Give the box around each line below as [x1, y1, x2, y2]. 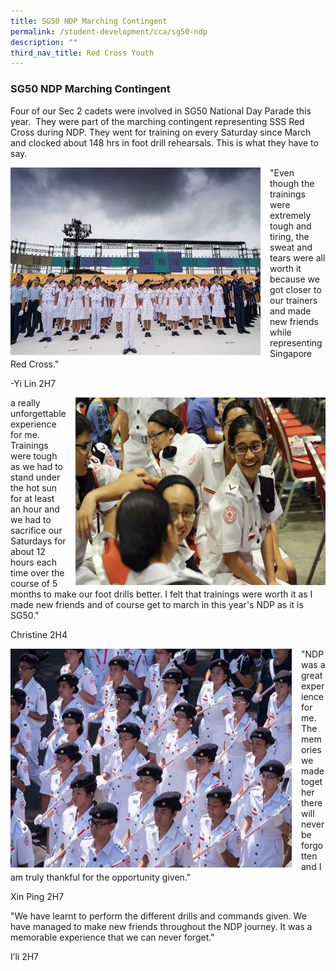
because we [269, 273, 320, 285]
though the [269, 177, 315, 189]
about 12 [10, 545, 46, 557]
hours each [10, 556, 57, 568]
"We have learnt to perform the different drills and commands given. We [10, 910, 307, 922]
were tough [10, 450, 58, 462]
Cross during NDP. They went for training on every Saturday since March [10, 126, 312, 138]
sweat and [269, 241, 313, 253]
